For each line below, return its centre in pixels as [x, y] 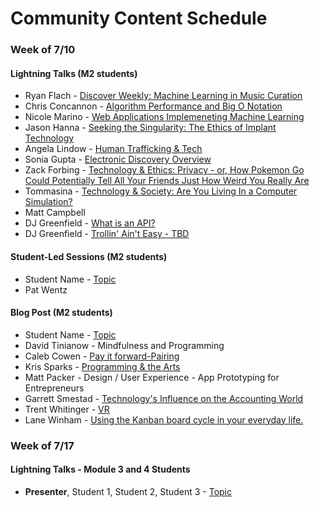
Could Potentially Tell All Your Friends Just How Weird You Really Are [167, 181]
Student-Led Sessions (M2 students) [89, 256]
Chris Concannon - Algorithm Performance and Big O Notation [153, 106]
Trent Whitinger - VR [67, 409]
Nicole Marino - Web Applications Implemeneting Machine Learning [164, 117]
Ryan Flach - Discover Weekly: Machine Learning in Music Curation [163, 96]
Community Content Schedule [139, 18]
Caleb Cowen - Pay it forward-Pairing [102, 356]
